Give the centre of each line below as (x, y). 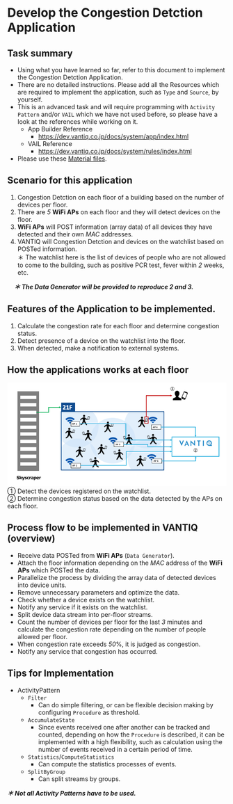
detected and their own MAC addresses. (75, 234)
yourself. (30, 99)
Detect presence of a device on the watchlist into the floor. (101, 340)
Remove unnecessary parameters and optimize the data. (98, 592)
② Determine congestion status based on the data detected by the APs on (115, 498)
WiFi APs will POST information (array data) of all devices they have (115, 227)
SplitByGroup (47, 772)
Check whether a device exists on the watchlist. (86, 600)
